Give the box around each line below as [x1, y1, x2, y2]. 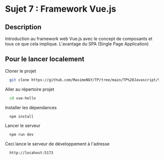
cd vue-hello [9, 96, 36, 100]
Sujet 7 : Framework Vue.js [5, 3, 116, 15]
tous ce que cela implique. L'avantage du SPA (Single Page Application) [5, 41, 149, 47]
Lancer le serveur [5, 123, 41, 129]
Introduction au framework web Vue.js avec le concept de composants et [5, 36, 153, 41]
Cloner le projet [5, 68, 37, 74]
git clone [9, 77, 29, 82]
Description [5, 23, 41, 31]
